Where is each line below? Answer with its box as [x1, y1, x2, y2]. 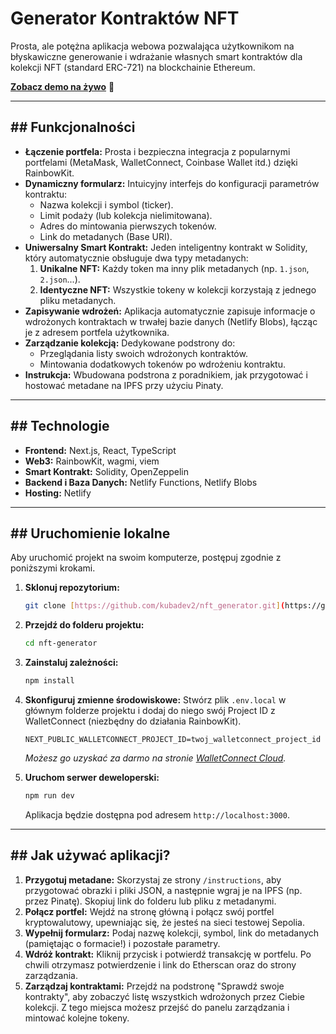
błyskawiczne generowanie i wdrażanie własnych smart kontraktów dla [10, 50, 303, 62]
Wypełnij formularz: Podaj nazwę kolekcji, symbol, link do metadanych [24, 927, 320, 939]
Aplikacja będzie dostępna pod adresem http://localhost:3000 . [24, 808, 290, 821]
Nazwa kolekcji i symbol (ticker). [39, 198, 174, 211]
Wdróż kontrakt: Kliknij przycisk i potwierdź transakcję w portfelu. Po [24, 948, 312, 960]
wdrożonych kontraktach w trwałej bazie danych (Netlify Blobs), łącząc [24, 315, 318, 327]
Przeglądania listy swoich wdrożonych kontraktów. [39, 347, 248, 359]
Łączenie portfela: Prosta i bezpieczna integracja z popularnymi [24, 145, 291, 157]
